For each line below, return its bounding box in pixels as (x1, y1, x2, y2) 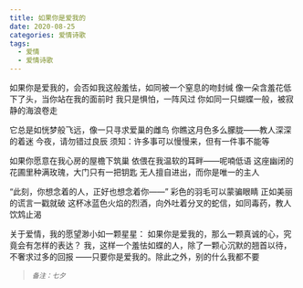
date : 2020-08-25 (9, 22, 76, 31)
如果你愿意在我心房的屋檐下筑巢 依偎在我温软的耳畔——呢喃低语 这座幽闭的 (9, 155, 294, 165)
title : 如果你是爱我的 (9, 13, 87, 23)
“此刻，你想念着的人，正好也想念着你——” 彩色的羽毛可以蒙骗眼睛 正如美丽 (9, 187, 294, 197)
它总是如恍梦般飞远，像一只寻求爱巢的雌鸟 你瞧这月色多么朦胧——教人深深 (9, 124, 292, 135)
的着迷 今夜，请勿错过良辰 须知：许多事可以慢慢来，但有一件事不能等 (9, 136, 270, 146)
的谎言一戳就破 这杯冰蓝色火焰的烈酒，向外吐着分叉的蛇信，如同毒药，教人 (9, 197, 292, 208)
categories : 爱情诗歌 (9, 30, 87, 39)
